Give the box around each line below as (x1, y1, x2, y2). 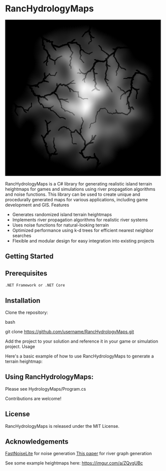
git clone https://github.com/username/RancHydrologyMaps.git (5, 328, 134, 335)
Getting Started (5, 252, 54, 261)
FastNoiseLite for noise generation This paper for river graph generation (5, 451, 152, 457)
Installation (5, 296, 41, 305)
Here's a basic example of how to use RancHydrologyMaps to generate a (5, 353, 154, 359)
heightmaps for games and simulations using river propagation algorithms (5, 186, 156, 192)
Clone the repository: (5, 309, 48, 315)
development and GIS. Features (5, 202, 69, 208)
